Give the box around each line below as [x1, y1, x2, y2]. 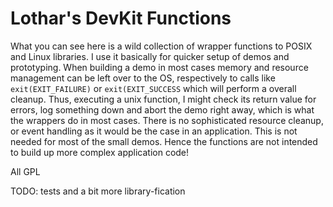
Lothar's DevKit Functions [10, 7, 232, 30]
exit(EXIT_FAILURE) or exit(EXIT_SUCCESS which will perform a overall [10, 82, 297, 94]
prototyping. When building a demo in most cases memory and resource [10, 61, 309, 73]
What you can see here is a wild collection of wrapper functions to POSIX [10, 40, 313, 52]
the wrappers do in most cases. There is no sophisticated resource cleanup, [10, 114, 324, 126]
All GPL [10, 165, 41, 177]
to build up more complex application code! [10, 146, 190, 158]
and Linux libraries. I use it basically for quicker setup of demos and [10, 50, 290, 62]
